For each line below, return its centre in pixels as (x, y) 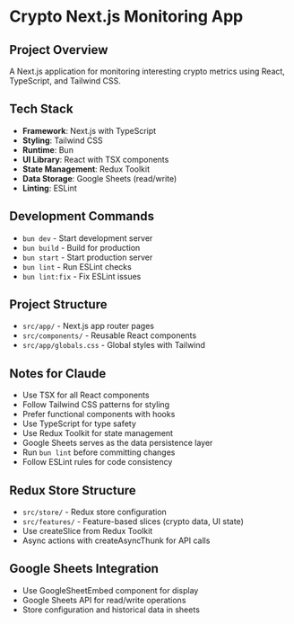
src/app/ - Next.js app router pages (88, 326)
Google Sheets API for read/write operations (104, 600)
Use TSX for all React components (86, 395)
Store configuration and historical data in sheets (111, 610)
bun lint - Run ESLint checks (77, 266)
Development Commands (82, 216)
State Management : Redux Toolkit (86, 169)
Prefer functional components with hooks (99, 415)
